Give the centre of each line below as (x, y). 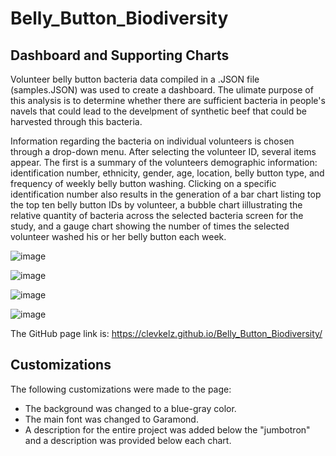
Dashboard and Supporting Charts (120, 55)
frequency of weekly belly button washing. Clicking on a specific (143, 183)
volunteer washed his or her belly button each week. (118, 236)
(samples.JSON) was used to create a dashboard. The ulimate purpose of (162, 90)
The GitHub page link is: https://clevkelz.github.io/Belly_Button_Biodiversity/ (166, 333)
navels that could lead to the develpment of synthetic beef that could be (158, 111)
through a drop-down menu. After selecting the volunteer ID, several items (163, 151)
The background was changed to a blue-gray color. (130, 408)
